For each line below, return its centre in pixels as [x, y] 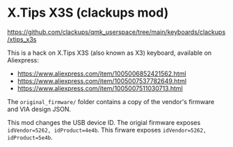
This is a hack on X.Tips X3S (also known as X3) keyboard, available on [110, 53]
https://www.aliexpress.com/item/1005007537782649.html [102, 80]
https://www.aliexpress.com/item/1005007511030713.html [100, 88]
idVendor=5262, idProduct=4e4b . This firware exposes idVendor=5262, [107, 130]
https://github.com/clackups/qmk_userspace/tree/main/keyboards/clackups [116, 32]
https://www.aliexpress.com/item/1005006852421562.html [102, 73]
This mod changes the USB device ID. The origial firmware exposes [104, 122]
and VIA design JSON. [39, 109]
